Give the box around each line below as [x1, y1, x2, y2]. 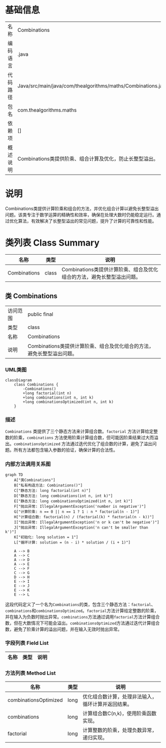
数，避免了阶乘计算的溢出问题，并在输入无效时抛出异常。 [5, 626, 122, 632]
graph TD [5, 472, 23, 477]
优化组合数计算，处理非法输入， [82, 693, 157, 700]
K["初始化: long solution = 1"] [14, 535, 79, 540]
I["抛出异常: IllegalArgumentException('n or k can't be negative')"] [14, 520, 160, 525]
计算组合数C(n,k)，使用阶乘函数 [82, 710, 157, 717]
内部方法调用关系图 [5, 461, 51, 468]
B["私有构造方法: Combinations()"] [14, 482, 83, 488]
